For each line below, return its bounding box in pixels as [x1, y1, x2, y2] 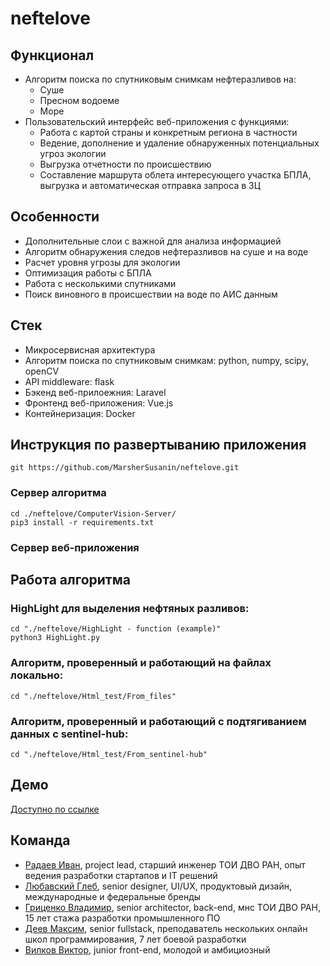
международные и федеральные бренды [24, 890, 202, 902]
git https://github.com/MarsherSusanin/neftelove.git [10, 463, 240, 473]
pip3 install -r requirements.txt [10, 517, 155, 527]
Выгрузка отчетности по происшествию [39, 158, 212, 170]
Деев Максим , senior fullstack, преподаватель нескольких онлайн [24, 922, 308, 934]
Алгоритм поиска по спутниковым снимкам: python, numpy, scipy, [24, 354, 309, 366]
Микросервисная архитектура [24, 343, 156, 356]
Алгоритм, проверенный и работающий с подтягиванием [10, 714, 307, 728]
